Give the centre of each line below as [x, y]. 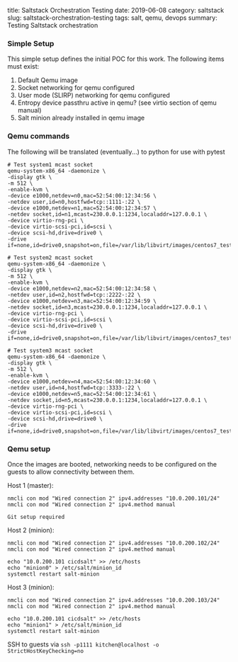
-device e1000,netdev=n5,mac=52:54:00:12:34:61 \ [82, 394]
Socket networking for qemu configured [76, 88]
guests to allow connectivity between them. [71, 472]
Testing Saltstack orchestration [53, 25]
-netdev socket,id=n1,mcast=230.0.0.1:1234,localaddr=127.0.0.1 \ [107, 214]
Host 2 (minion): [31, 530]
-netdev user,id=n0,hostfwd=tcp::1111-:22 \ [74, 202]
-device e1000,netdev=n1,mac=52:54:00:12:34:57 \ [82, 208]
